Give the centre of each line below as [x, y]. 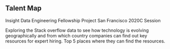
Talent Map [23, 8]
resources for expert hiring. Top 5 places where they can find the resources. [85, 41]
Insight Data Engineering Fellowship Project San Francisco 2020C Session [83, 20]
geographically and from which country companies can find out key [76, 35]
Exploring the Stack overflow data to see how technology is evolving [77, 30]
